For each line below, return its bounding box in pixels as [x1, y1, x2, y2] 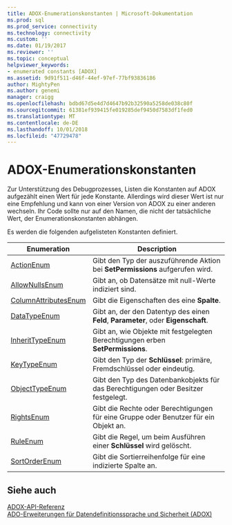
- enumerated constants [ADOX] [7, 68, 97, 75]
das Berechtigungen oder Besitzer [93, 384, 204, 394]
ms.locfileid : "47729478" [7, 132, 81, 139]
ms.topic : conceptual [7, 55, 70, 62]
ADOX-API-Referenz [7, 503, 65, 510]
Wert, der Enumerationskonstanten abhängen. [7, 214, 138, 223]
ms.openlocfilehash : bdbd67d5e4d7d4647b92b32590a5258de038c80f [7, 100, 193, 107]
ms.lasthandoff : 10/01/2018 [7, 126, 88, 133]
